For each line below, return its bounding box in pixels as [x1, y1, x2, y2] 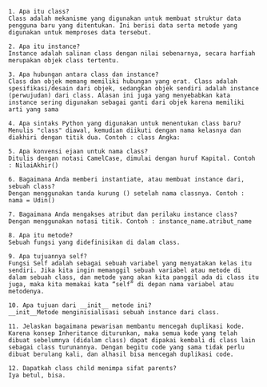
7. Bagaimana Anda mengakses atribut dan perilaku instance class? [8, 210, 238, 218]
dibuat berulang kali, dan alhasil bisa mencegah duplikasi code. [8, 350, 234, 358]
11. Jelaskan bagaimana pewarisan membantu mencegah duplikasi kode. [8, 322, 245, 330]
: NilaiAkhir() [8, 162, 59, 170]
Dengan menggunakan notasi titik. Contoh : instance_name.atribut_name [8, 217, 252, 225]
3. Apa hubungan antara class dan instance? [8, 70, 159, 78]
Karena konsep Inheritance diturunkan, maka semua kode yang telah [8, 329, 238, 337]
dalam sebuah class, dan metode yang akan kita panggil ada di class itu [8, 273, 260, 281]
